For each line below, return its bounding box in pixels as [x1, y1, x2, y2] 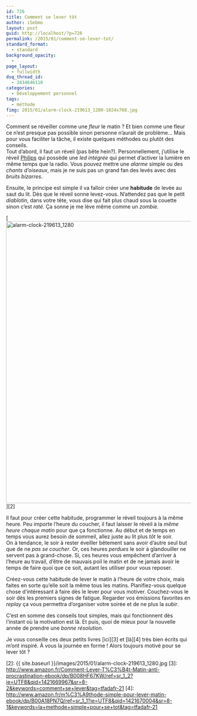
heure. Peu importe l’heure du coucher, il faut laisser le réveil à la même [6, 521, 179, 528]
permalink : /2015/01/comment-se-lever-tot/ [6, 36, 114, 42]
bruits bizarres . [6, 173, 43, 180]
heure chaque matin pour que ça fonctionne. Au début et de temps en [6, 527, 175, 534]
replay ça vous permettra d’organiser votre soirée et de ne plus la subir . [6, 601, 179, 608]
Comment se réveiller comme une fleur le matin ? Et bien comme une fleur [6, 123, 185, 130]
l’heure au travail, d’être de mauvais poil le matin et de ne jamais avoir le [6, 558, 180, 565]
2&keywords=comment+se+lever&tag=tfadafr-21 [6, 685, 124, 692]
